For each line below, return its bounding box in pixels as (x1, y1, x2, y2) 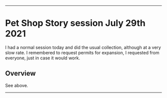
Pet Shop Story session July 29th (5, 18, 146, 29)
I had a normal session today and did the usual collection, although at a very (5, 44, 162, 50)
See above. (5, 82, 28, 88)
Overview (5, 69, 36, 78)
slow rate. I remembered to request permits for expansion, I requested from (5, 49, 160, 55)
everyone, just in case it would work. (5, 55, 81, 61)
